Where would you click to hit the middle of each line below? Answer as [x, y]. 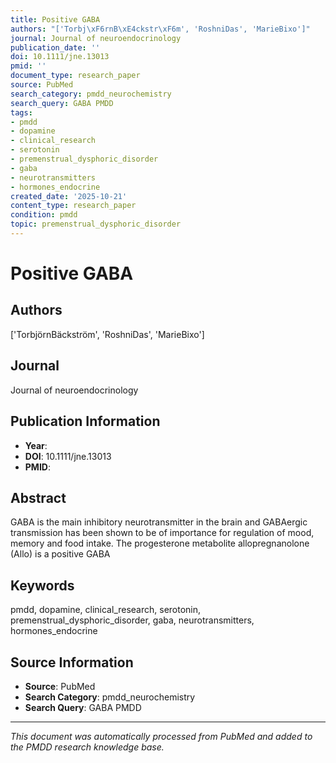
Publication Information [85, 421]
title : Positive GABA [55, 19]
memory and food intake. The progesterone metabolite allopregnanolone [160, 543]
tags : [21, 112]
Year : [36, 445]
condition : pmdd [44, 215]
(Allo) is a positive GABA [60, 554]
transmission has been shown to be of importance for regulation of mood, [162, 533]
